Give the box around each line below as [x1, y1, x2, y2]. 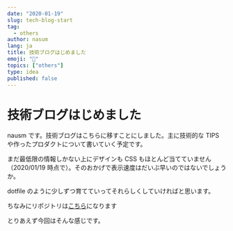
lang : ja [7, 42, 33, 49]
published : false [7, 74, 58, 82]
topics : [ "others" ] [7, 62, 64, 69]
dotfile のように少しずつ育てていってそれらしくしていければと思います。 [7, 187, 215, 196]
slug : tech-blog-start [7, 17, 73, 24]
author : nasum [7, 36, 49, 43]
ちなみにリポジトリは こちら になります [7, 202, 117, 210]
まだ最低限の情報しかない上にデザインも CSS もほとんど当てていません [7, 154, 212, 164]
